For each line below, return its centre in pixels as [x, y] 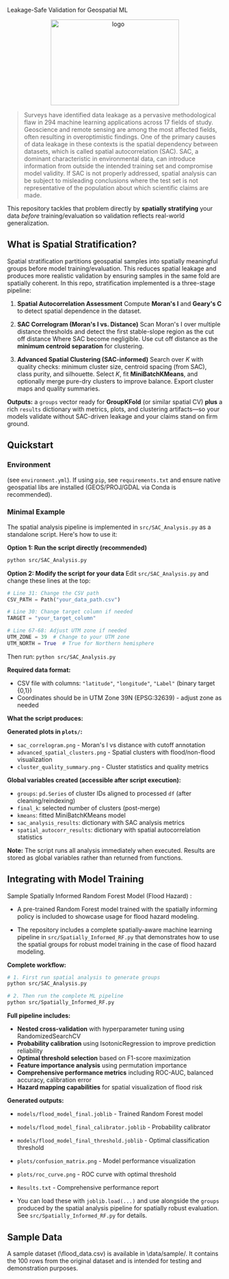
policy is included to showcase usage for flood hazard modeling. [108, 916]
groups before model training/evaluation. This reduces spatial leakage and [112, 268]
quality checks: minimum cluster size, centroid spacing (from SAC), [112, 366]
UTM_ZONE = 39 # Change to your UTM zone [68, 637]
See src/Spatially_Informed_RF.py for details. [82, 1216]
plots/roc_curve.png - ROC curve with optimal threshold [96, 1174]
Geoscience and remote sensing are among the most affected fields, [120, 129]
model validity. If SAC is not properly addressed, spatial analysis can [120, 173]
